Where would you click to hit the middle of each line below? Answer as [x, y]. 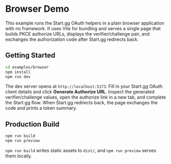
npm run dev [18, 77]
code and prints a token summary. [41, 108]
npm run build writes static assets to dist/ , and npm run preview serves [81, 150]
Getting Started [30, 55]
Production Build [32, 124]
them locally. [19, 156]
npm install [18, 72]
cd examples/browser [27, 67]
